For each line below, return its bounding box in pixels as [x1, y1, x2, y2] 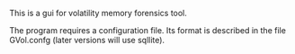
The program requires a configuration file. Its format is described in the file [9, 25, 286, 35]
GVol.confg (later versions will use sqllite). [9, 35, 165, 45]
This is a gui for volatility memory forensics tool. [9, 8, 187, 18]
